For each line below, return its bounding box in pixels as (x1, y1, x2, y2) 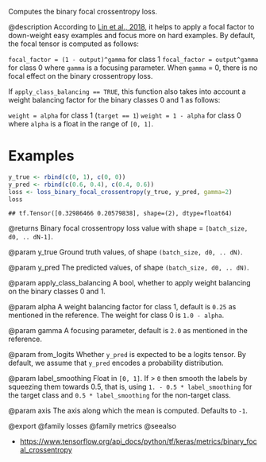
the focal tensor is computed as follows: (8, 39, 139, 49)
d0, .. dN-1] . (8, 232, 53, 242)
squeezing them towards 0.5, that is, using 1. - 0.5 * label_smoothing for (8, 382, 253, 392)
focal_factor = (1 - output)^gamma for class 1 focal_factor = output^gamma (8, 55, 259, 64)
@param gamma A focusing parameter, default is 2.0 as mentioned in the (8, 326, 248, 336)
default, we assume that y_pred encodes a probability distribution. (8, 358, 224, 368)
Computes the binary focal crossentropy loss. (8, 7, 157, 16)
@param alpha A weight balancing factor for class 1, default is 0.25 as (8, 302, 237, 312)
